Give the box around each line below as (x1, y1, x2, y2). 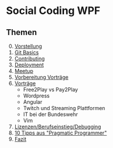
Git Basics (14, 49, 39, 56)
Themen (6, 27, 37, 37)
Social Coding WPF (6, 4, 101, 17)
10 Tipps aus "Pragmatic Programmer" (14, 129, 107, 136)
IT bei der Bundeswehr (23, 111, 79, 118)
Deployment (14, 61, 44, 68)
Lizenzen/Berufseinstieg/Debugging (14, 124, 101, 130)
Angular (23, 98, 43, 105)
